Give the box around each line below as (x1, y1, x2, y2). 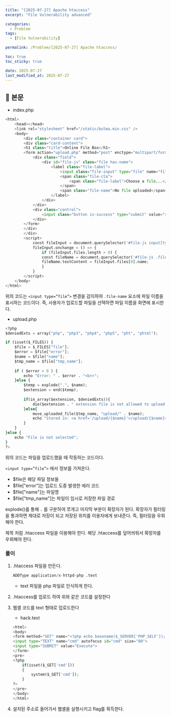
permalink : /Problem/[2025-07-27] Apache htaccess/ (5, 45, 117, 50)
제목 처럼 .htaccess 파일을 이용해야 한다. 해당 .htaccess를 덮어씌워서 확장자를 (5, 529, 161, 536)
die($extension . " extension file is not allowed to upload (32, 402, 165, 407)
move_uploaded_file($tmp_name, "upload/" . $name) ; (32, 411, 145, 417)
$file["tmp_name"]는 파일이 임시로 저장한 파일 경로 (12, 495, 116, 501)
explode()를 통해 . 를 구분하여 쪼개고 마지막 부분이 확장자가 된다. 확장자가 (5, 506, 153, 512)
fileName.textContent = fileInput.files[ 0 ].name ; (41, 259, 149, 265)
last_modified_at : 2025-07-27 (5, 73, 70, 78)
